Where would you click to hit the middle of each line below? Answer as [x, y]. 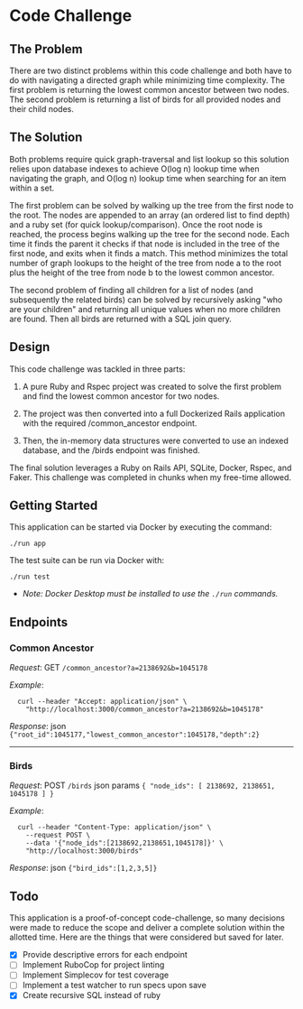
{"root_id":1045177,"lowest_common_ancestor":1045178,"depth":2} [134, 735]
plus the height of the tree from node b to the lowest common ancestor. [142, 273]
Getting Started [54, 506]
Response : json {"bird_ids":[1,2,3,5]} [83, 868]
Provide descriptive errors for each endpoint [105, 955]
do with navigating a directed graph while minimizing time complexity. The [147, 80]
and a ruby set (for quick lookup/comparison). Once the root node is [136, 224]
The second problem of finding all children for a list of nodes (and [132, 290]
